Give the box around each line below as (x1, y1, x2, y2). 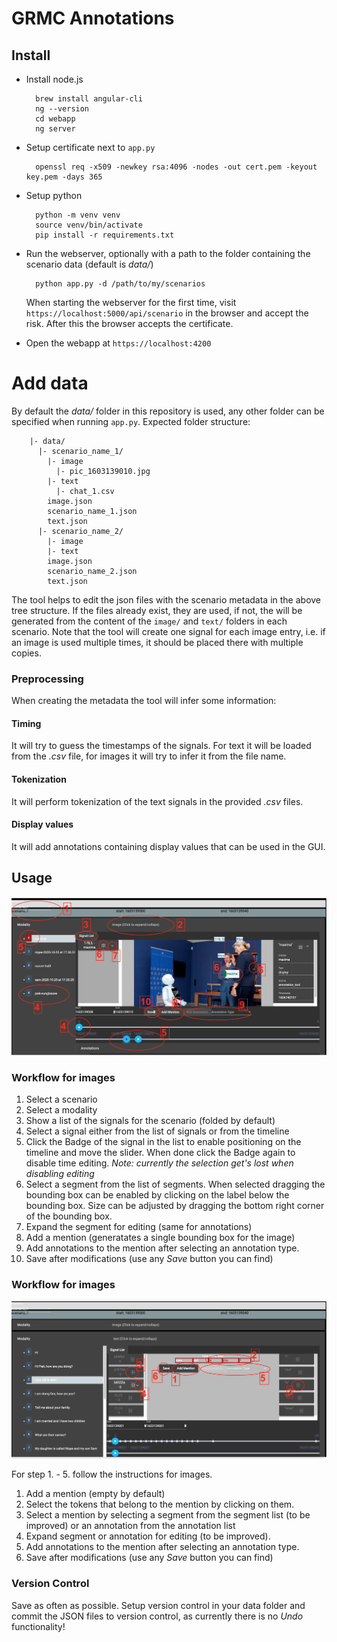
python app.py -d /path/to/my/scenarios (35, 279, 206, 289)
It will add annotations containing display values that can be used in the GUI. (11, 840, 326, 852)
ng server (35, 124, 76, 134)
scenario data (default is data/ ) (25, 258, 154, 270)
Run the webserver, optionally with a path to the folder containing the (25, 248, 311, 259)
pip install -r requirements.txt (35, 230, 175, 240)
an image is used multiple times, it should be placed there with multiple (11, 636, 304, 648)
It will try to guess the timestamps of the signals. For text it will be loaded (11, 740, 312, 752)
